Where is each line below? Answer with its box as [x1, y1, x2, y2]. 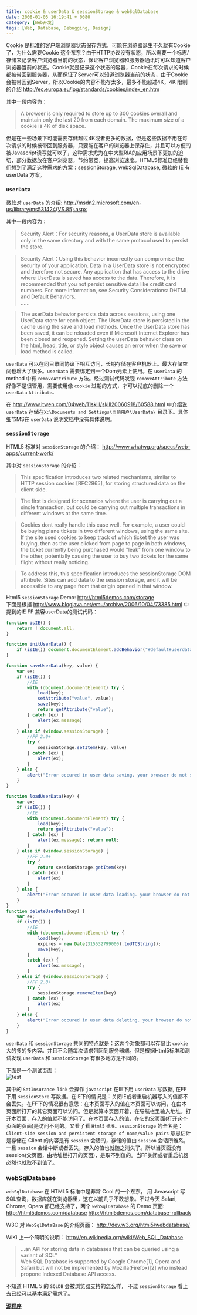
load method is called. [20, 348, 74, 355]
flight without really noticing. [20, 558, 90, 565]
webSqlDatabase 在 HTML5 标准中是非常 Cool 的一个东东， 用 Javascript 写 [6, 1188, 186, 1195]
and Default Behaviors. [20, 293, 76, 300]
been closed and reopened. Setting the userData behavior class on [20, 335, 183, 342]
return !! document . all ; [16, 625, 75, 631]
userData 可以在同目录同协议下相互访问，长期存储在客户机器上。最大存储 [6, 360, 183, 367]
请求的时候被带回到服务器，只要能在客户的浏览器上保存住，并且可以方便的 [11, 142, 191, 149]
